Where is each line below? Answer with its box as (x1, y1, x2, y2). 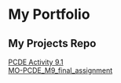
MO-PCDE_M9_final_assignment (8, 66, 113, 75)
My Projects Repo (8, 37, 97, 50)
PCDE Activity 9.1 (8, 57, 64, 67)
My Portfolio (8, 5, 90, 23)
